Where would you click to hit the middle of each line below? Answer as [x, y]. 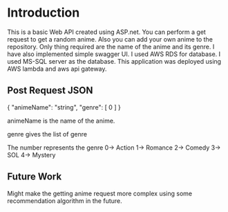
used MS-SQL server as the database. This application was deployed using [114, 61]
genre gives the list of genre [47, 134]
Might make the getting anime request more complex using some [99, 193]
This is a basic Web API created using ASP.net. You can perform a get [106, 32]
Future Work [35, 177]
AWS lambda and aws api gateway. [57, 69]
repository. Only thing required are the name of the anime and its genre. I [111, 46]
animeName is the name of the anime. [61, 121]
